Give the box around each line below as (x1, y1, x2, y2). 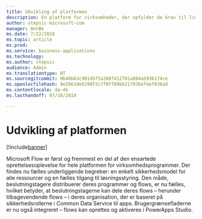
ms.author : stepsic (6, 59, 55, 65)
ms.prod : (6, 43, 28, 49)
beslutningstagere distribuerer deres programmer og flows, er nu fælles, (6, 181, 186, 188)
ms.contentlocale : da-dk (6, 87, 69, 93)
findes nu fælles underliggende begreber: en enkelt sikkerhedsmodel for (6, 167, 186, 175)
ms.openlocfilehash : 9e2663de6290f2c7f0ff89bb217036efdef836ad (6, 82, 168, 88)
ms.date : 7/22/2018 (6, 31, 55, 37)
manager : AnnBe (6, 25, 44, 32)
